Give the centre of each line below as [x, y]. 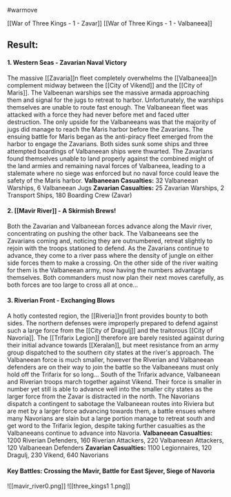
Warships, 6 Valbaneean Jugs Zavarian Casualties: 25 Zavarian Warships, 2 [116, 187]
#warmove [22, 10]
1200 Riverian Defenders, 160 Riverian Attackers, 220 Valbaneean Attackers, [115, 440]
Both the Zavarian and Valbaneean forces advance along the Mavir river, [110, 226]
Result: [23, 45]
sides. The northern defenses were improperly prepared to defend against [113, 323]
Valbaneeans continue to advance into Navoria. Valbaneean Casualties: [110, 433]
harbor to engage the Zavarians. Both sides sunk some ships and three [108, 143]
